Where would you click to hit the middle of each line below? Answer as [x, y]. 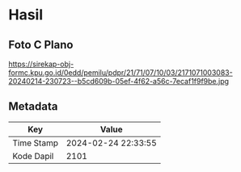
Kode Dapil [33, 156]
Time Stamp [36, 143]
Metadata [33, 107]
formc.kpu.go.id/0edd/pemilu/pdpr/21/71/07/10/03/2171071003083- [120, 73]
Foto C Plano [41, 45]
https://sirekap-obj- [41, 64]
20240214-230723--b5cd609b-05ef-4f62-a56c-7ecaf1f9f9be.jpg [118, 81]
